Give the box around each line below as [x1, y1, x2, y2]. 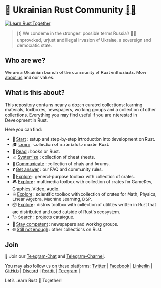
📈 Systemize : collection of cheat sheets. [12, 154, 96, 160]
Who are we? [5, 56, 46, 65]
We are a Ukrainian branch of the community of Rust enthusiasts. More [5, 69, 147, 75]
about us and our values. [5, 74, 55, 80]
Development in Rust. [5, 117, 48, 123]
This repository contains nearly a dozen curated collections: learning [5, 102, 143, 108]
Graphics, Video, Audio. [12, 186, 60, 192]
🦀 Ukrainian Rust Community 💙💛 [5, 4, 137, 16]
